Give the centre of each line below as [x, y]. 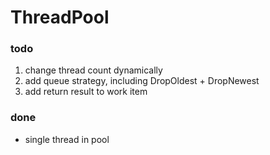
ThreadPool [60, 17]
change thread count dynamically [93, 70]
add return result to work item [86, 92]
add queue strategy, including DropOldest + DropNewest [142, 81]
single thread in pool [67, 139]
